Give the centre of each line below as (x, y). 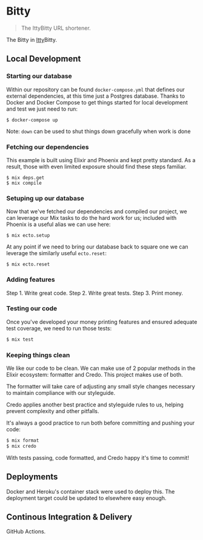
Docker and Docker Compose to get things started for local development (97, 102)
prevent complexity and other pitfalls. (53, 411)
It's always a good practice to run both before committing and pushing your (101, 423)
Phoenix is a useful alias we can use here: (58, 224)
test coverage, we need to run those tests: (59, 328)
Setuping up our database (45, 198)
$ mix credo (21, 446)
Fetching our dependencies (48, 147)
